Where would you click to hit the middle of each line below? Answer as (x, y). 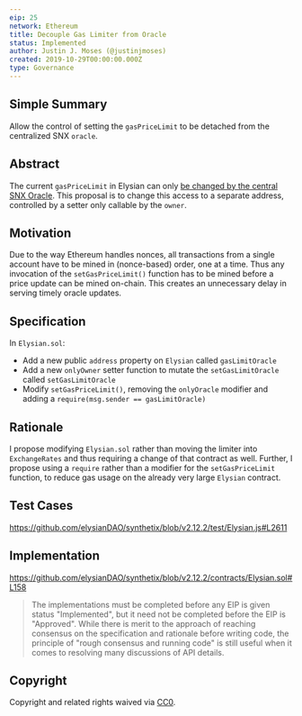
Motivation (40, 233)
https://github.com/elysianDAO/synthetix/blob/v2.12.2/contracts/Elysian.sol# (151, 577)
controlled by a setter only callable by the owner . (98, 204)
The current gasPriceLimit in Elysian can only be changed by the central (144, 186)
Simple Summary (58, 104)
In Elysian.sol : (37, 343)
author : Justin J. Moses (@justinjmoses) (88, 51)
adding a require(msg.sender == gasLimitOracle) (114, 399)
